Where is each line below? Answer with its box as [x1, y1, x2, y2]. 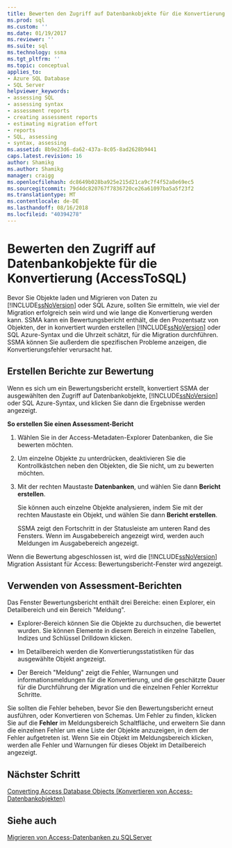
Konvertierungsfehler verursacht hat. [7, 345, 113, 354]
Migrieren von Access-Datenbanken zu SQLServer [7, 833, 152, 841]
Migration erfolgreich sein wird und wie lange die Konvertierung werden [7, 308, 213, 317]
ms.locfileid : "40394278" [7, 211, 82, 218]
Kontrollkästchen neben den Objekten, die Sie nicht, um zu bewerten [17, 461, 214, 470]
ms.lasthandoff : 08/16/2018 [7, 205, 89, 212]
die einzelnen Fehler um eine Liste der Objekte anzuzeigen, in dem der [7, 726, 209, 735]
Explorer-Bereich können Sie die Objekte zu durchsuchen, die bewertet [17, 619, 222, 627]
